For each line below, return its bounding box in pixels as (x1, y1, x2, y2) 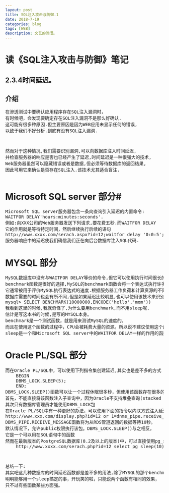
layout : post (5, 7, 33, 13)
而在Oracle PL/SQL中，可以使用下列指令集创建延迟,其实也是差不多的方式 (5, 368, 162, 373)
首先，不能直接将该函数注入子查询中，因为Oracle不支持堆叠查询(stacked (5, 396, 162, 401)
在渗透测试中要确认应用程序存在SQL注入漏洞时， (5, 109, 106, 115)
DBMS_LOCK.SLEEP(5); (16, 378, 66, 384)
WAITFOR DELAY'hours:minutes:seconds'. (5, 214, 104, 220)
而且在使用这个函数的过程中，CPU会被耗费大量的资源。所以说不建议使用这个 (5, 324, 163, 330)
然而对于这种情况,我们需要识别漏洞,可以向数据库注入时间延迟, (5, 148, 137, 154)
